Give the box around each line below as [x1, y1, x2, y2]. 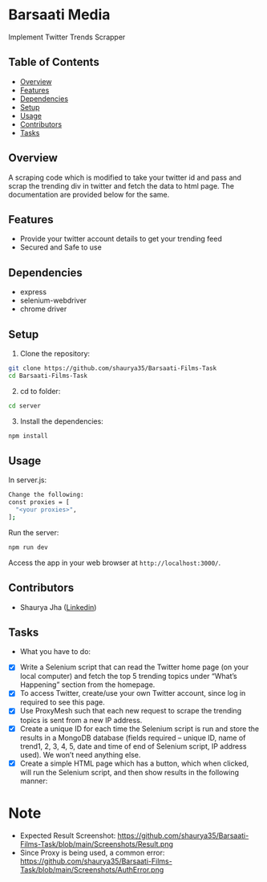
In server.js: [8, 475, 47, 485]
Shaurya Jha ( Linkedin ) [19, 602, 97, 612]
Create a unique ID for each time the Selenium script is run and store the [19, 724, 259, 734]
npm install [8, 432, 48, 440]
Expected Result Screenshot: [19, 831, 116, 840]
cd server [8, 401, 42, 410]
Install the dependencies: [19, 416, 104, 426]
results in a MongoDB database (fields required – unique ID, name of [19, 733, 246, 742]
